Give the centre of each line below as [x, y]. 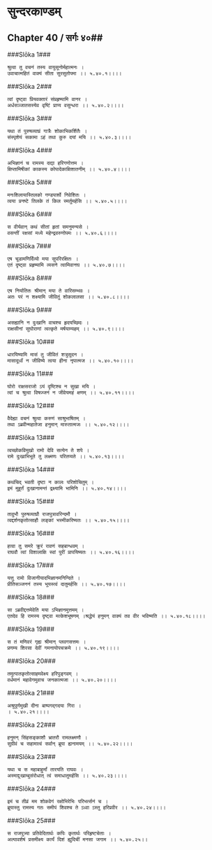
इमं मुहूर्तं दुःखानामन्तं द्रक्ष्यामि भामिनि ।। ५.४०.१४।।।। [67, 488]
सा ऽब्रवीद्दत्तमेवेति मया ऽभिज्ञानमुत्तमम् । [46, 610]
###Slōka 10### [31, 342]
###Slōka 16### [31, 533]
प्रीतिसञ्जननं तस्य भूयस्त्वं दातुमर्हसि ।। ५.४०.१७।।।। [67, 584]
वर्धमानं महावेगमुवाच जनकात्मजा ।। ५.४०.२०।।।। [62, 680]
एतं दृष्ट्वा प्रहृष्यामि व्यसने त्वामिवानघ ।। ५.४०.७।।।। [66, 265]
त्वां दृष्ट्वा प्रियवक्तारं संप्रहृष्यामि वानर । [47, 99]
